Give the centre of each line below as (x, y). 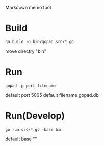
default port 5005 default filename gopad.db (52, 95)
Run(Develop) (35, 116)
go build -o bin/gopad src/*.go (40, 41)
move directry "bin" (26, 51)
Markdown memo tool (28, 7)
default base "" (21, 139)
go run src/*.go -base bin (34, 129)
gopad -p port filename (31, 86)
